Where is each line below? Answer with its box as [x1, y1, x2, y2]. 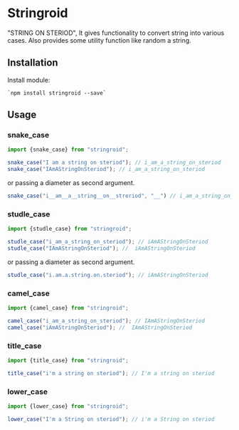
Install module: [7, 75, 51, 84]
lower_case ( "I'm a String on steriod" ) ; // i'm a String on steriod [7, 415, 215, 423]
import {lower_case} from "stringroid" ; [7, 403, 129, 410]
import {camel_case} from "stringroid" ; [7, 305, 129, 312]
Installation [7, 57, 58, 69]
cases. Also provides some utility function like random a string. [7, 36, 192, 44]
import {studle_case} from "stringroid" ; [7, 226, 132, 233]
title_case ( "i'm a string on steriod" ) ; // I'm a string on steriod [7, 369, 215, 377]
